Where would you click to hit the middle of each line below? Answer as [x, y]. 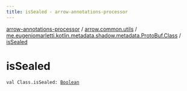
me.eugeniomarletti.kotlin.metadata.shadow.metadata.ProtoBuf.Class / [94, 35]
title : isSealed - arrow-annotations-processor [67, 12]
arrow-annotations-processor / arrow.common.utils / [72, 29]
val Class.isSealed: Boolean [43, 82]
